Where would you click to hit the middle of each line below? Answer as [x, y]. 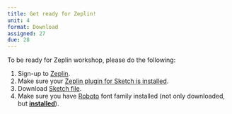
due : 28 [19, 40]
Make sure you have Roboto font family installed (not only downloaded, [121, 96]
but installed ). [38, 103]
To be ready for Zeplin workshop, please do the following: [92, 60]
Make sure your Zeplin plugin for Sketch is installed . [93, 81]
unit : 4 [19, 20]
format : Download [33, 27]
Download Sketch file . [50, 89]
